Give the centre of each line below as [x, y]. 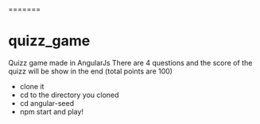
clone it [32, 86]
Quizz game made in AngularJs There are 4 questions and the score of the [130, 62]
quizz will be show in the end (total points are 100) [91, 71]
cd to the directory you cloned [69, 95]
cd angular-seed [47, 103]
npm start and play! [51, 111]
